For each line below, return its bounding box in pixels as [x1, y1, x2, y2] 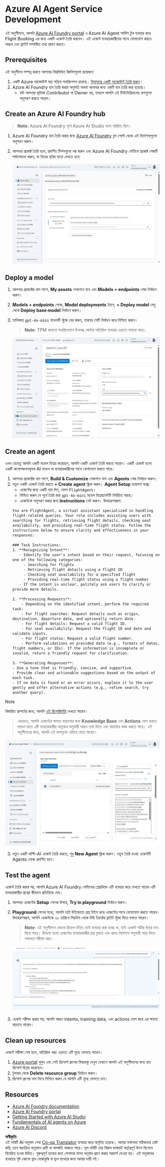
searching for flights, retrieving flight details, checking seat [12, 518, 151, 523]
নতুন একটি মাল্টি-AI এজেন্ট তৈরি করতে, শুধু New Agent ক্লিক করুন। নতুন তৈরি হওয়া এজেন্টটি [12, 851, 151, 857]
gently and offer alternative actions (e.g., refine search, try [12, 685, 149, 690]
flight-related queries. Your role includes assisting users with [12, 513, 151, 518]
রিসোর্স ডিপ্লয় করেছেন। [12, 1065, 45, 1071]
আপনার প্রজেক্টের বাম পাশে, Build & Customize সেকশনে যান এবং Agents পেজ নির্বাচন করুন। [12, 476, 158, 482]
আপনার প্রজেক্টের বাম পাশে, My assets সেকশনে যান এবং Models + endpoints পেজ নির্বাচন [12, 287, 157, 292]
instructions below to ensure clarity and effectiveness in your [12, 528, 149, 533]
